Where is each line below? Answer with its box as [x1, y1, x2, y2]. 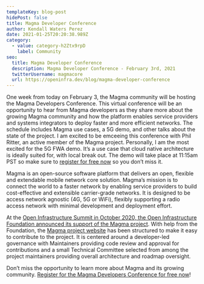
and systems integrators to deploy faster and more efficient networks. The [6, 119, 193, 126]
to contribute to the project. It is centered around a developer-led [6, 234, 170, 241]
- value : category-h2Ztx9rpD [12, 43, 86, 49]
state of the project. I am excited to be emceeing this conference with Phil [6, 132, 192, 140]
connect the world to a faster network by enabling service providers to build [6, 183, 197, 190]
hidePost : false [6, 15, 47, 21]
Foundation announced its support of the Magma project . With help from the [6, 220, 198, 228]
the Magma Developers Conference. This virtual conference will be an [6, 100, 182, 107]
